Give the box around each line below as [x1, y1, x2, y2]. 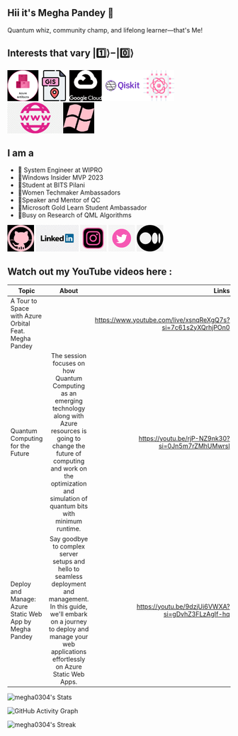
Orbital [10, 319, 30, 328]
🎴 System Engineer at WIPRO [17, 166, 103, 174]
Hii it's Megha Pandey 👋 [7, 7, 115, 19]
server [59, 549, 79, 558]
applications [50, 647, 87, 655]
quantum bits [49, 502, 89, 510]
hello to [57, 564, 80, 573]
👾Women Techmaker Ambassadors [17, 188, 121, 197]
